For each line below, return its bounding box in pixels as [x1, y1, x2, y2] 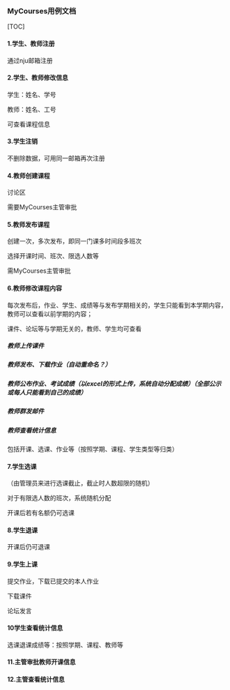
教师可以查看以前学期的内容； [7, 309, 93, 318]
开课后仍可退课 [7, 543, 50, 551]
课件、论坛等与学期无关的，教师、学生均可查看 [7, 324, 141, 333]
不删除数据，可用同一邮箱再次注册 [7, 153, 105, 162]
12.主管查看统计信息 [7, 675, 65, 683]
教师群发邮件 [7, 407, 44, 416]
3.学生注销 [7, 137, 38, 146]
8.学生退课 [7, 525, 38, 534]
